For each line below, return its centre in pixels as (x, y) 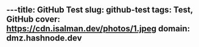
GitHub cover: (33, 20)
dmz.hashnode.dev (44, 38)
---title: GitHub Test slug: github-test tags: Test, (100, 10)
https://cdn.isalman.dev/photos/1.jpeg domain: (98, 29)
